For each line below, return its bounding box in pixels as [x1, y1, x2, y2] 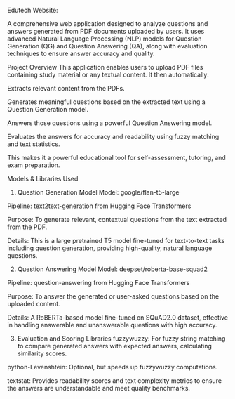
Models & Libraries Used [7, 175, 79, 183]
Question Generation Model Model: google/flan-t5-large [17, 188, 180, 196]
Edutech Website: [7, 6, 58, 14]
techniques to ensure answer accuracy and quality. [7, 49, 156, 58]
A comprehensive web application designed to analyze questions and [7, 20, 208, 27]
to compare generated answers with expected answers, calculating [17, 342, 213, 350]
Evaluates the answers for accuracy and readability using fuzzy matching [7, 133, 220, 140]
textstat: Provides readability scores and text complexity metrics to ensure [7, 377, 222, 385]
